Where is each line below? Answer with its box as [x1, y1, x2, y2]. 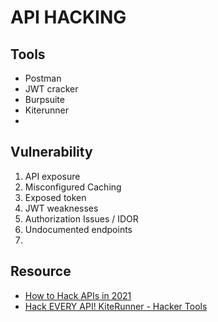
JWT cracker [24, 83, 79, 95]
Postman [24, 72, 62, 84]
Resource [10, 263, 72, 280]
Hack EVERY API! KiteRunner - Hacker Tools [24, 300, 208, 312]
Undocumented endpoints [24, 223, 133, 235]
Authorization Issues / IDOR [24, 212, 139, 225]
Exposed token [24, 191, 87, 203]
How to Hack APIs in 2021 [24, 289, 132, 301]
